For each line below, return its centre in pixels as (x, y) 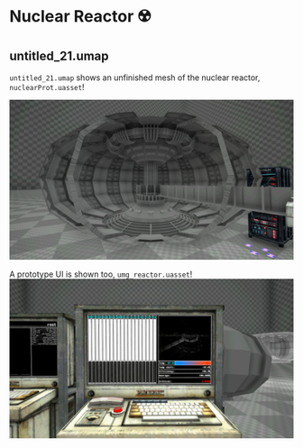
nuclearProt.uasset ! (47, 87)
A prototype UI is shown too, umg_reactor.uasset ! (101, 274)
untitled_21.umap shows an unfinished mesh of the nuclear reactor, (135, 78)
